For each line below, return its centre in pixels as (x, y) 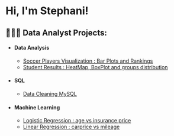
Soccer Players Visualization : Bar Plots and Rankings (88, 61)
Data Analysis (32, 48)
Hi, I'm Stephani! (47, 11)
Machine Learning (37, 107)
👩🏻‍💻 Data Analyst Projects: (56, 33)
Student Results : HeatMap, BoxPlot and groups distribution (95, 67)
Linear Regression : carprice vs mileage (71, 127)
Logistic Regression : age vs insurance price (77, 121)
